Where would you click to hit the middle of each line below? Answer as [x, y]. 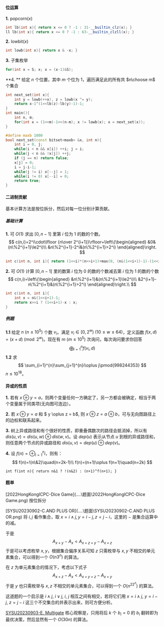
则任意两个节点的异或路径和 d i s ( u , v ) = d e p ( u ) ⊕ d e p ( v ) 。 [64, 443]
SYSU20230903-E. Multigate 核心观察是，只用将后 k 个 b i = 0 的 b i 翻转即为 [82, 613]
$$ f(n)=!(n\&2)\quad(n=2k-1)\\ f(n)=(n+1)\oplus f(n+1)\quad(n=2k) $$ [82, 462]
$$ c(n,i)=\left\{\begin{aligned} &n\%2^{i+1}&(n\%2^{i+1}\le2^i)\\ [72, 279]
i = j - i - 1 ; [25, 167]
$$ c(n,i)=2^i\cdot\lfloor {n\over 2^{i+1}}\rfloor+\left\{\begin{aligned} [77, 242]
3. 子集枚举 [17, 60]
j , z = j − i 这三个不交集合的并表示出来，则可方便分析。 [60, 602]
